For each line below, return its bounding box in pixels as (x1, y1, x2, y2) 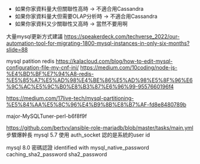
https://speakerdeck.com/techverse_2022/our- (64, 33, 180, 40)
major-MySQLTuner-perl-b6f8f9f (6, 113, 87, 120)
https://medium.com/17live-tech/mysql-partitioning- (6, 95, 134, 102)
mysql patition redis (6, 57, 55, 65)
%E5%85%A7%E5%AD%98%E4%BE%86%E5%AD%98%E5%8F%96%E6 (6, 77, 193, 84)
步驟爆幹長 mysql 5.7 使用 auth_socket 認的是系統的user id (6, 131, 150, 138)
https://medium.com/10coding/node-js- (80, 64, 178, 71)
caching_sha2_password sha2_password (6, 151, 107, 157)
